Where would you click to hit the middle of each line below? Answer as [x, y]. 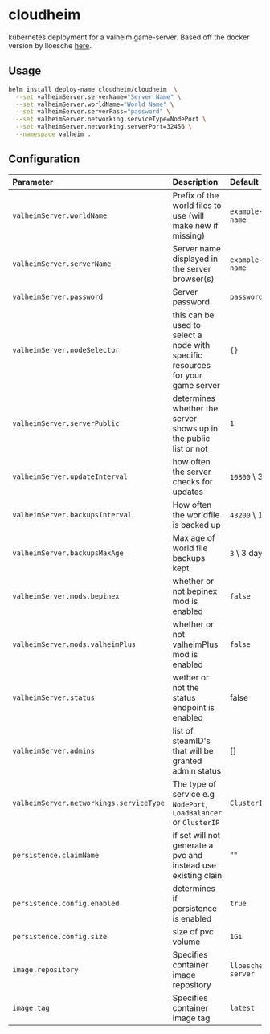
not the [186, 687]
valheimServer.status [53, 697]
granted [187, 761]
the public [191, 438]
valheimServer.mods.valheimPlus [74, 644]
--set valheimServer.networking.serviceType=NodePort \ [111, 119]
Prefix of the [196, 195]
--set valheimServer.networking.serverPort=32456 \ [104, 127]
